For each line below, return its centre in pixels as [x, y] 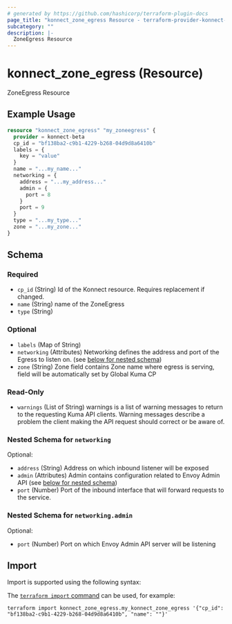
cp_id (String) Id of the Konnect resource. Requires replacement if [111, 290]
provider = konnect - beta [49, 137]
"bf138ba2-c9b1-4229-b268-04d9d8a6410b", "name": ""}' [88, 614]
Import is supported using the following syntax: [74, 582]
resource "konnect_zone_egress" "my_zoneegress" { [81, 130]
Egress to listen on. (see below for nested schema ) [89, 359]
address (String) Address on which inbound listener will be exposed [113, 468]
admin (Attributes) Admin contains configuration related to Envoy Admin [118, 475]
